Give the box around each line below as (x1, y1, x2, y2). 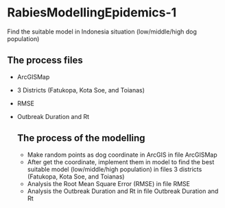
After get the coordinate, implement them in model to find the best (27, 157, 215, 166)
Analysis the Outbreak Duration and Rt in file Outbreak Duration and (27, 187, 219, 195)
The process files (7, 55, 84, 66)
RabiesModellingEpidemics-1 (7, 5, 177, 21)
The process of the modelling (16, 132, 145, 144)
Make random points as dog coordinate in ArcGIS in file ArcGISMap (27, 151, 217, 159)
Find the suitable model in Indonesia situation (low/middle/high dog (7, 27, 197, 36)
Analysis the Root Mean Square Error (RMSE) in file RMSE (27, 179, 191, 187)
